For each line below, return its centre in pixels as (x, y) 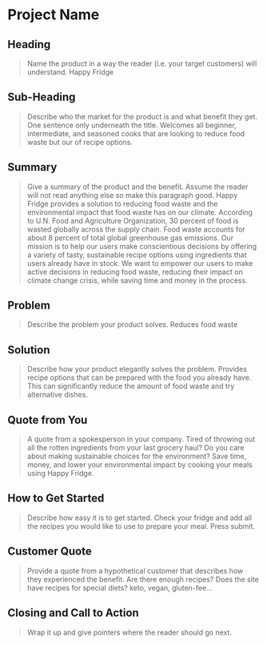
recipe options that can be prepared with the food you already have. (139, 377)
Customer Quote (50, 552)
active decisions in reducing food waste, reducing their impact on (135, 272)
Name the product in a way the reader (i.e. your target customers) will (142, 63)
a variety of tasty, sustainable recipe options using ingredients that (137, 255)
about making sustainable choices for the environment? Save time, (137, 456)
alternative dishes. (58, 395)
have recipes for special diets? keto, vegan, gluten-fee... (120, 587)
